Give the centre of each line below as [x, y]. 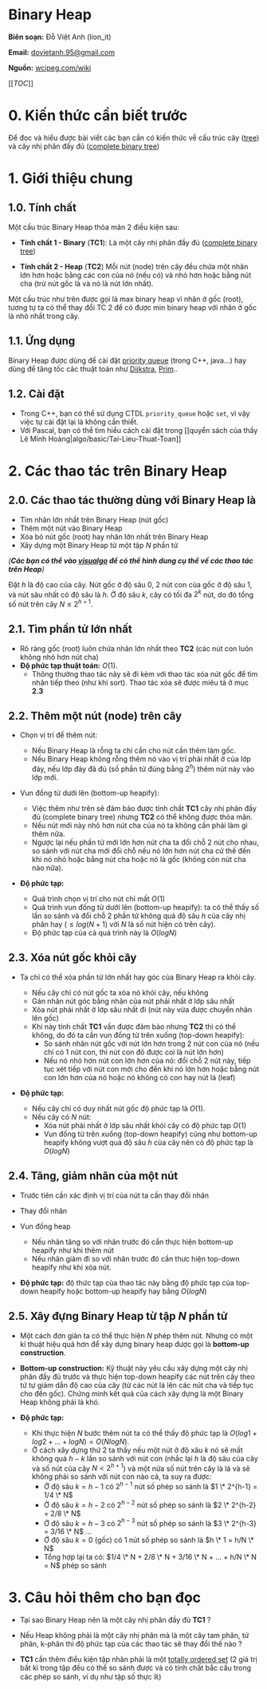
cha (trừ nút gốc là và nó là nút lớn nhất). [86, 283]
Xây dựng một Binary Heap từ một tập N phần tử [99, 545]
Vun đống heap [45, 1226]
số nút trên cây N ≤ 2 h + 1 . [51, 603]
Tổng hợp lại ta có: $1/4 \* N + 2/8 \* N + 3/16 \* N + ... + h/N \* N [150, 1557]
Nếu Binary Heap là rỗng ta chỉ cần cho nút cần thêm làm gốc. [134, 751]
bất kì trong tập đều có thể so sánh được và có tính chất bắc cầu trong [135, 1668]
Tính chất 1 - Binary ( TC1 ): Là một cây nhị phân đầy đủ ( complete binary [138, 242]
